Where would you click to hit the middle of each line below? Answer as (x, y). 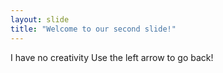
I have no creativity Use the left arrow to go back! (112, 57)
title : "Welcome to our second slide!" (93, 29)
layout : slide (40, 19)
